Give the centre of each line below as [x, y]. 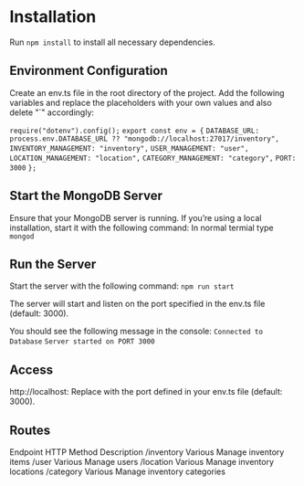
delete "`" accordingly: [52, 112]
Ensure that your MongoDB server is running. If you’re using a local [136, 217]
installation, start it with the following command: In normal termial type [142, 227]
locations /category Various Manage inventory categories [118, 471]
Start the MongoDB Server [86, 196]
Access [31, 370]
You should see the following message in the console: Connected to [136, 332]
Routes [30, 430]
